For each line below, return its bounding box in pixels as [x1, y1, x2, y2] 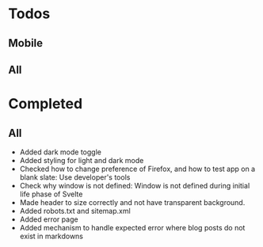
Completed [8, 95, 83, 113]
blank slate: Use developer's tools [19, 172, 131, 182]
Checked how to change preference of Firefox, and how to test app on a [19, 164, 256, 173]
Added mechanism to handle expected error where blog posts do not [19, 222, 246, 232]
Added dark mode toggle [19, 147, 101, 157]
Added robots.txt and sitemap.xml [19, 206, 131, 215]
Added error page [19, 215, 78, 224]
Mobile [8, 36, 44, 50]
